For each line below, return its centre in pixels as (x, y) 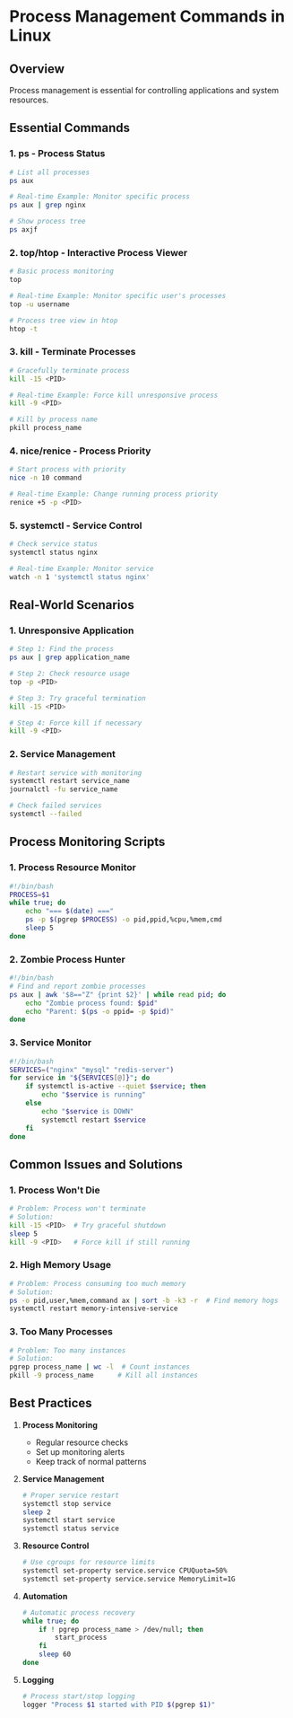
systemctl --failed (46, 815)
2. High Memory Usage (60, 1265)
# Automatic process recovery (79, 1612)
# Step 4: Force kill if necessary (76, 723)
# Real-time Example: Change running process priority (114, 494)
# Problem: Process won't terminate (78, 1209)
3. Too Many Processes (61, 1332)
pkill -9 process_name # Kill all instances (104, 1376)
